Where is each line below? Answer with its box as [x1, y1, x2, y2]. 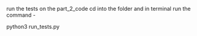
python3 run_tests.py [6, 23, 60, 30]
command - [6, 11, 36, 19]
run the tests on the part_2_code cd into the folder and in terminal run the [6, 5, 191, 12]
